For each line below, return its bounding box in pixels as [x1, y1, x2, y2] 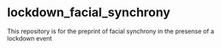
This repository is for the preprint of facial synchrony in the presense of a [7, 27, 215, 35]
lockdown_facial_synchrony [7, 5, 171, 20]
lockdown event [7, 34, 53, 42]
